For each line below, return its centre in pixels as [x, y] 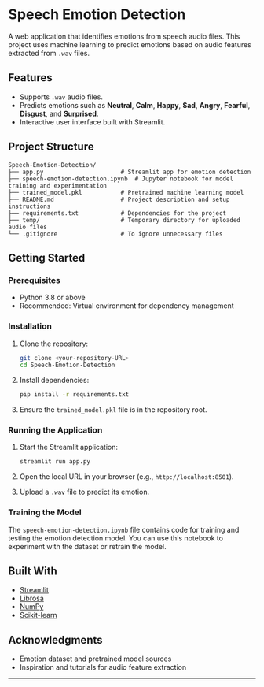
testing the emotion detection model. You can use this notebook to [116, 538]
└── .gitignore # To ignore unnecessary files [115, 234]
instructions [29, 206]
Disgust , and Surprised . [59, 113]
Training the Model [45, 512]
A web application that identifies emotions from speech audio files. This [124, 36]
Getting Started [47, 258]
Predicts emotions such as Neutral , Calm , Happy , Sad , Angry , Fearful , [135, 105]
